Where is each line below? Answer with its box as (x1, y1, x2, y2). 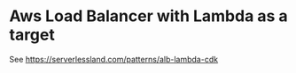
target (9, 25, 55, 45)
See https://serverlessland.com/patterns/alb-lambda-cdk (9, 54, 219, 64)
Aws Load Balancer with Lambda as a (9, 6, 288, 26)
